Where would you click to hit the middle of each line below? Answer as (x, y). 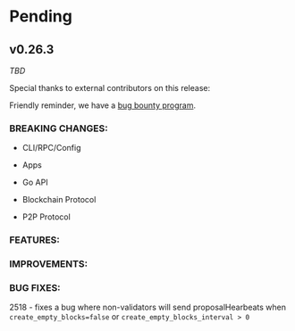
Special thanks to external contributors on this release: (110, 88)
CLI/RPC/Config (52, 148)
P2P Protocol (46, 217)
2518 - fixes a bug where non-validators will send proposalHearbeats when (148, 307)
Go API (35, 182)
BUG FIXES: (35, 288)
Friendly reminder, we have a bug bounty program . (103, 105)
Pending (41, 17)
